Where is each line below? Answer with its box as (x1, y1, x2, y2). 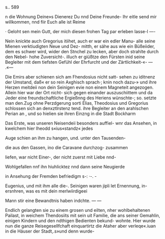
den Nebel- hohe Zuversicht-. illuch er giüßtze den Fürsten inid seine (5, 54, 145, 60)
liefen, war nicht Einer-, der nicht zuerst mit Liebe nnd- (5, 154, 117, 160)
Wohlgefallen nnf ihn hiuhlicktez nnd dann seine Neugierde (5, 164, 125, 169)
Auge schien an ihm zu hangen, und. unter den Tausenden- (5, 135, 126, 141)
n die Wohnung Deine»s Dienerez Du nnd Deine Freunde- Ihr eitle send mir (5, 14, 157, 19)
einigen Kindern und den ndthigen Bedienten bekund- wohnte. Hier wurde (5, 218, 156, 224)
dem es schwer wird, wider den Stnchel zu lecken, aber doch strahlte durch (5, 49, 159, 54)
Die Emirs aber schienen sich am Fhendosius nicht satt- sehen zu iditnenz (5, 74, 155, 80)
